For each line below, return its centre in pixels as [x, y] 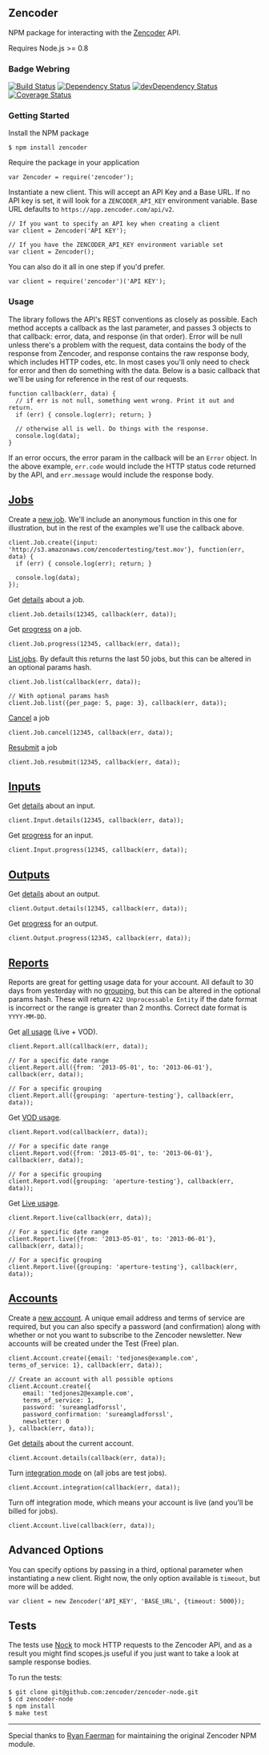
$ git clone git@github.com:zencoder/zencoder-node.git [103, 1692]
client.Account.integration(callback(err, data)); [94, 1487]
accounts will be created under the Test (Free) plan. [94, 1344]
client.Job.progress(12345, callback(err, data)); [94, 644]
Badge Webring [39, 69]
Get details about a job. [47, 599]
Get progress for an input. [51, 835]
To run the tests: [35, 1678]
